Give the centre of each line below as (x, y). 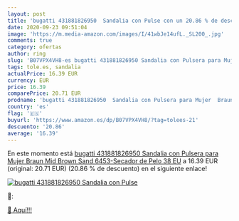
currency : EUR (28, 80)
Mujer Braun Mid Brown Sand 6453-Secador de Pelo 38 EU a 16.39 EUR (113, 161)
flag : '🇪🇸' (25, 113)
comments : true (30, 41)
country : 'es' (28, 107)
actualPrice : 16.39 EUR (43, 73)
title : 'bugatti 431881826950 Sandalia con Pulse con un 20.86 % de (113, 21)
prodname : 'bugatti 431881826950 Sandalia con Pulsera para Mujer (110, 101)
